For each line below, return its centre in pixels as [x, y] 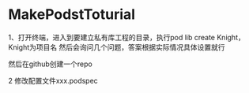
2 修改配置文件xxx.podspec [53, 80]
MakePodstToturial [72, 15]
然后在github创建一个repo [50, 64]
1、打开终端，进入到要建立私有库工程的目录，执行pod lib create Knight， [126, 37]
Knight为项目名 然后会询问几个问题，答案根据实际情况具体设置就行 [117, 47]
